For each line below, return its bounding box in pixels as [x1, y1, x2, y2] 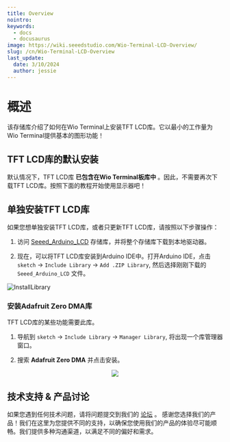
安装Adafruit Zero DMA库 [7, 301, 92, 310]
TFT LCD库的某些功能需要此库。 [7, 318, 99, 326]
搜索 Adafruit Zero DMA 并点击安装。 [16, 356, 124, 364]
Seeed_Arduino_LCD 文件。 [16, 269, 90, 278]
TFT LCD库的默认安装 [7, 154, 99, 165]
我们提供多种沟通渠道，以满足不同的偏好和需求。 [18, 428, 157, 436]
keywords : [7, 23, 36, 29]
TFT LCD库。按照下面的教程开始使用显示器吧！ [12, 182, 146, 190]
